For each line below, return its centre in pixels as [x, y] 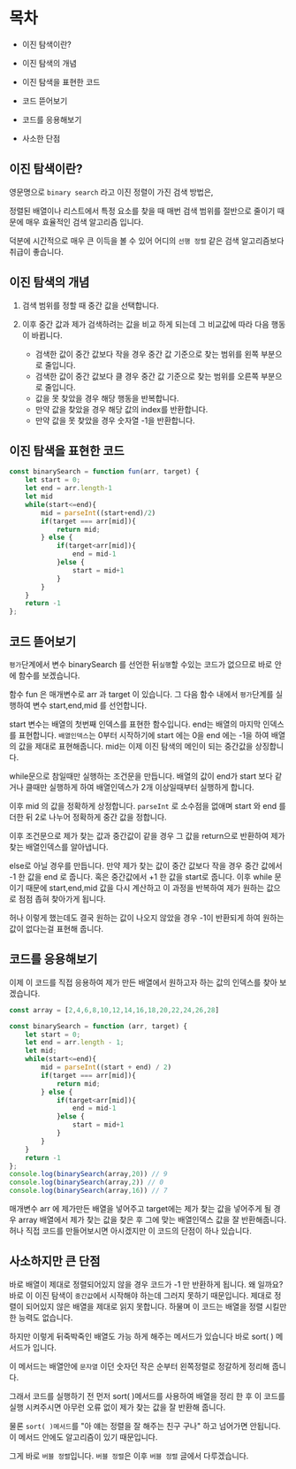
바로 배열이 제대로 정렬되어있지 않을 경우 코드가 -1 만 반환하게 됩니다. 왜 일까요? [146, 1284]
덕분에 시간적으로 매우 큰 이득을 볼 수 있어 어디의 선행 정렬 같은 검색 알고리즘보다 [147, 241]
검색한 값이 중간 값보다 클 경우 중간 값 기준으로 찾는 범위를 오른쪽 [147, 376]
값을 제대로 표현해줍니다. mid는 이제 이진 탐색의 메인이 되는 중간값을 [136, 746]
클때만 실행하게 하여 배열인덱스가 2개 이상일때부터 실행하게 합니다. [140, 787]
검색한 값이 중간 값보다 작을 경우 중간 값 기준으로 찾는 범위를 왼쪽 [147, 354]
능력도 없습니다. [46, 1317]
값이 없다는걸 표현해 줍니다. [57, 928]
